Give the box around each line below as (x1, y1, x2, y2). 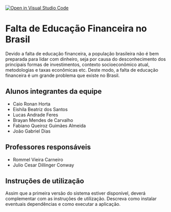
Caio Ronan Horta (12, 100, 50, 107)
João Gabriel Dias (12, 128, 51, 134)
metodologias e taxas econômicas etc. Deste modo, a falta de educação (5, 67, 158, 73)
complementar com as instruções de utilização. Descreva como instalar (5, 196, 157, 202)
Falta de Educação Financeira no (5, 23, 147, 34)
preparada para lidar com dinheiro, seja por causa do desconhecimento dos (5, 56, 166, 62)
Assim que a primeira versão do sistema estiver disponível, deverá (5, 190, 146, 197)
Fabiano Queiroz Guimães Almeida (12, 122, 86, 129)
